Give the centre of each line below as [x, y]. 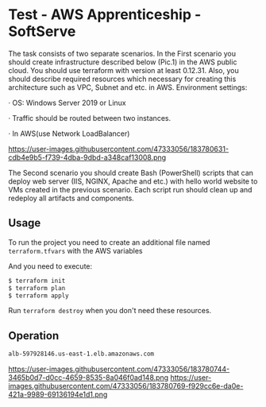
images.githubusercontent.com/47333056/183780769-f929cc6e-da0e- [126, 386]
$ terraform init [37, 281]
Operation [34, 335]
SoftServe [42, 31]
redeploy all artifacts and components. [71, 198]
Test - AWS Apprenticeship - [105, 15]
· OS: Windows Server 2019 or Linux [67, 103]
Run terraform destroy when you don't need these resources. [110, 311]
